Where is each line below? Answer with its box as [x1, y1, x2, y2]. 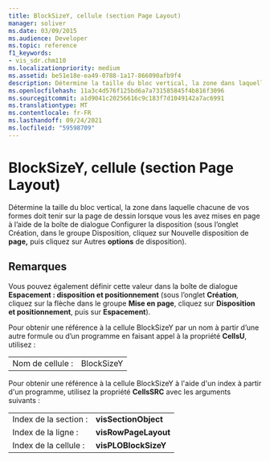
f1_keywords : [8, 49, 52, 57]
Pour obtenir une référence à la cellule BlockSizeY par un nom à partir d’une [8, 323, 260, 332]
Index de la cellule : [12, 439, 85, 451]
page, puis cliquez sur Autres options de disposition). [8, 237, 187, 246]
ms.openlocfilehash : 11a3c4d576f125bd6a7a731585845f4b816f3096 [8, 86, 225, 95]
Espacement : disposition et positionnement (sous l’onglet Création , [8, 290, 239, 299]
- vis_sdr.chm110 [8, 57, 67, 65]
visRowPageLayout [95, 426, 171, 438]
